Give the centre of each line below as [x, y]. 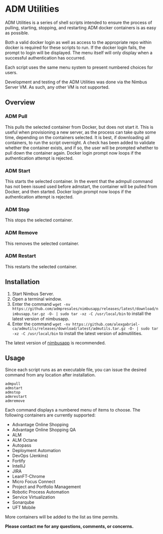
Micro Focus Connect [34, 482]
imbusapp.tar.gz [28, 314]
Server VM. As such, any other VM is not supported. [57, 87]
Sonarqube [23, 502]
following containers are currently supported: [50, 415]
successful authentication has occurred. [45, 58]
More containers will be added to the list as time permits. [62, 517]
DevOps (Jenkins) [30, 456]
